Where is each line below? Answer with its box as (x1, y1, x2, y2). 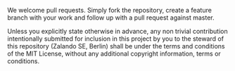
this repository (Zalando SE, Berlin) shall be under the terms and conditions (7, 42, 225, 50)
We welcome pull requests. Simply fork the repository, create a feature (7, 6, 212, 14)
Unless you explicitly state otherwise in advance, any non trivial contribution (7, 27, 228, 35)
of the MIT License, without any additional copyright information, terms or (7, 49, 222, 58)
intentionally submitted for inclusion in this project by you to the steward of (7, 34, 224, 43)
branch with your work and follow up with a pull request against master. (7, 13, 215, 22)
